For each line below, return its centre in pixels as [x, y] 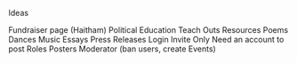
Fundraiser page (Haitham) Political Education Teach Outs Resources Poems [148, 30]
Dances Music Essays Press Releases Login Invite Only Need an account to [146, 39]
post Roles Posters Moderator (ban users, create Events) [112, 49]
